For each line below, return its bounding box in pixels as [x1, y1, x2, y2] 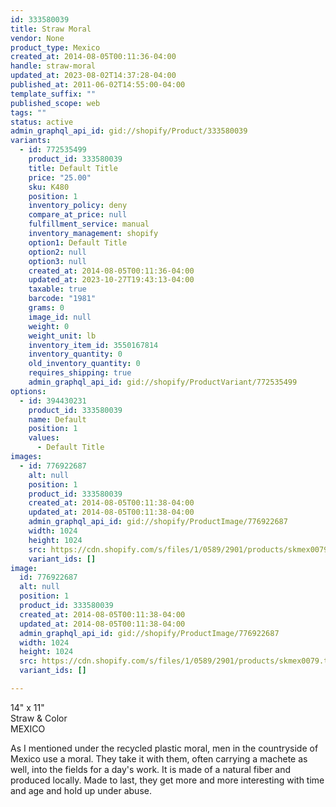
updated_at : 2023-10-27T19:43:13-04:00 [28, 275, 195, 285]
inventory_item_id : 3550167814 [28, 340, 159, 350]
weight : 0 [28, 321, 70, 331]
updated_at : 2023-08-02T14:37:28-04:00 [10, 71, 177, 81]
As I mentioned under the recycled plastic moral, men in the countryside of [10, 742, 319, 754]
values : [28, 433, 60, 443]
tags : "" [10, 107, 47, 118]
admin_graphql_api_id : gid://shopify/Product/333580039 [10, 126, 248, 136]
